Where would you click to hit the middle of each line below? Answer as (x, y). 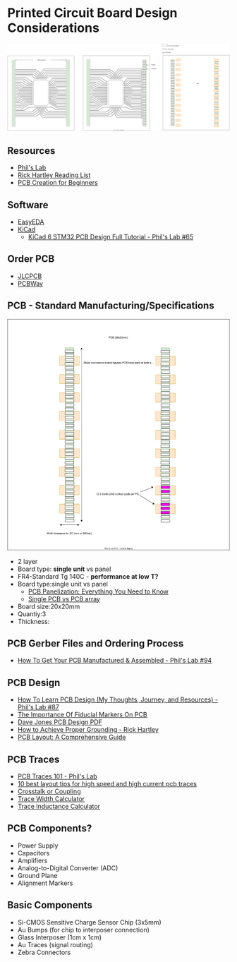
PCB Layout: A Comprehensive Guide (72, 737)
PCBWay (30, 283)
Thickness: (34, 621)
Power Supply (38, 846)
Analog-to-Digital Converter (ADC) (68, 868)
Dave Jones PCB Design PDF (60, 722)
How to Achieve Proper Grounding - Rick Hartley (88, 730)
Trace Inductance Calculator (59, 806)
